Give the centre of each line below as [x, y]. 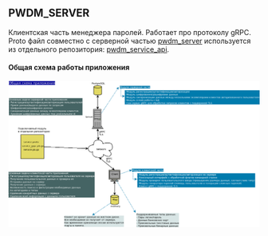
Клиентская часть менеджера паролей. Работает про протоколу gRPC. [130, 32]
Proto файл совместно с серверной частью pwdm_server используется [130, 41]
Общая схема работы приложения [69, 68]
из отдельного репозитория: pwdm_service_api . [89, 49]
